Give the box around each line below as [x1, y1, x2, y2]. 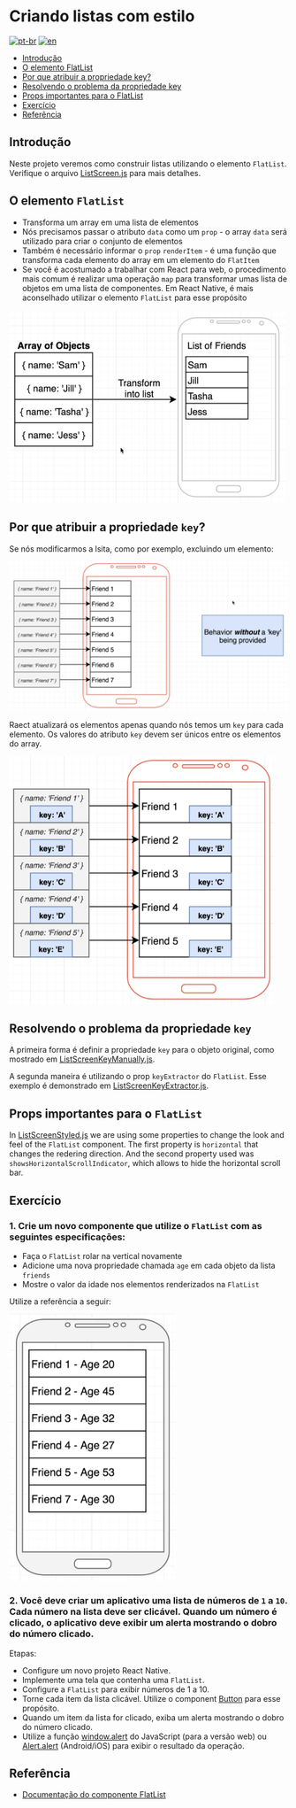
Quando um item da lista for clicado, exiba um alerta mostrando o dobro [21, 1711, 285, 1723]
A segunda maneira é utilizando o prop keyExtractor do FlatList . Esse [9, 1071, 267, 1082]
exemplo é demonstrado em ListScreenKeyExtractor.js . [9, 1080, 209, 1091]
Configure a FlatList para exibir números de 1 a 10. [21, 1684, 210, 1695]
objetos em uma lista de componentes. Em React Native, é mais [21, 282, 254, 293]
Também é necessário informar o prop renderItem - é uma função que [21, 245, 277, 256]
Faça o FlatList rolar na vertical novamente [21, 1250, 183, 1261]
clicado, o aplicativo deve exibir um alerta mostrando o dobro [9, 1617, 277, 1629]
